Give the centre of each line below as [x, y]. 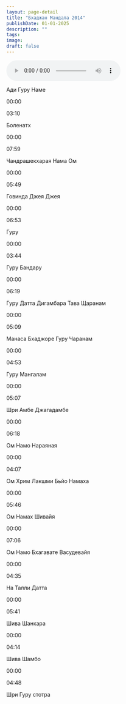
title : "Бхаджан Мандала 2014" [46, 18]
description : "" [27, 29]
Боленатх [19, 125]
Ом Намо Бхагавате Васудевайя [48, 552]
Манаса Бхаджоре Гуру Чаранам [50, 339]
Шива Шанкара [26, 623]
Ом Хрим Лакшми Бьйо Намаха [48, 481]
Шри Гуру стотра [28, 694]
